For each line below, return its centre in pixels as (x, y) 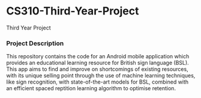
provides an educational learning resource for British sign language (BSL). (97, 63)
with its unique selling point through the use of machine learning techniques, (101, 76)
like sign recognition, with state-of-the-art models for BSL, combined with (97, 82)
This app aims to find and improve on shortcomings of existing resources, (97, 69)
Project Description (35, 43)
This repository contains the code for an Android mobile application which (98, 57)
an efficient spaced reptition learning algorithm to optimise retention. (91, 88)
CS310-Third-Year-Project (73, 11)
